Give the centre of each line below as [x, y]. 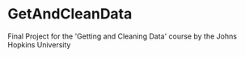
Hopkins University [39, 44]
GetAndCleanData [70, 14]
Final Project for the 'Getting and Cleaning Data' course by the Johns [122, 36]
